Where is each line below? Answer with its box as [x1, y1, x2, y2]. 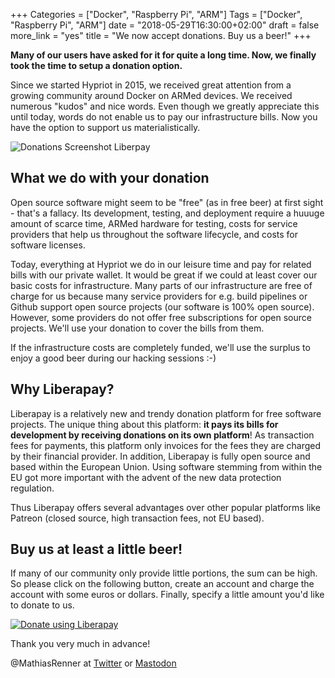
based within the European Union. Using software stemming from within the [10, 460, 323, 473]
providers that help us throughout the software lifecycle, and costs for [10, 228, 299, 240]
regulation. [10, 482, 55, 494]
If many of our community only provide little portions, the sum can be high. [10, 567, 318, 579]
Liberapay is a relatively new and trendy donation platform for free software [10, 407, 322, 419]
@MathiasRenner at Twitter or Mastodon [10, 657, 177, 669]
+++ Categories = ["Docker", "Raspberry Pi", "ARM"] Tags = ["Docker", [10, 9, 303, 20]
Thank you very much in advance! [10, 638, 151, 650]
